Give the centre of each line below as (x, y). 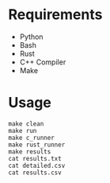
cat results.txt (35, 158)
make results (30, 152)
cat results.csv (35, 173)
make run (23, 130)
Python (31, 37)
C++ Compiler (43, 62)
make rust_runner (37, 145)
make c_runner (32, 138)
